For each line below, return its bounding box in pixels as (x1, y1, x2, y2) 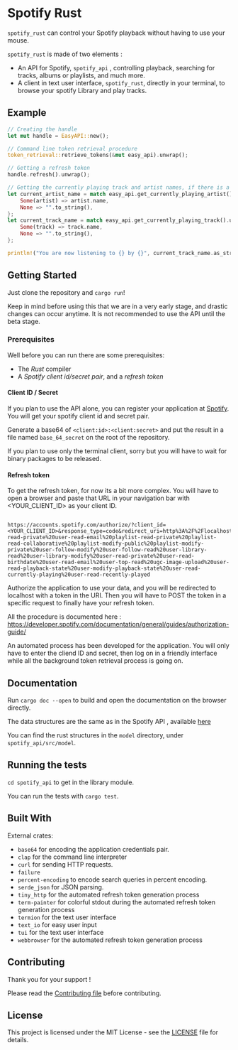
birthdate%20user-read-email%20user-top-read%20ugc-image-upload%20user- (7, 559, 230, 566)
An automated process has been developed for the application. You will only (7, 642, 230, 650)
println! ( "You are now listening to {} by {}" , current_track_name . (7, 249, 214, 256)
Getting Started (7, 269, 77, 281)
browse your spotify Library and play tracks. (17, 86, 147, 94)
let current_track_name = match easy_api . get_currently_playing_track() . (7, 217, 230, 224)
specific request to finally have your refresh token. (7, 599, 154, 607)
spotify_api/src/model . (7, 739, 76, 747)
